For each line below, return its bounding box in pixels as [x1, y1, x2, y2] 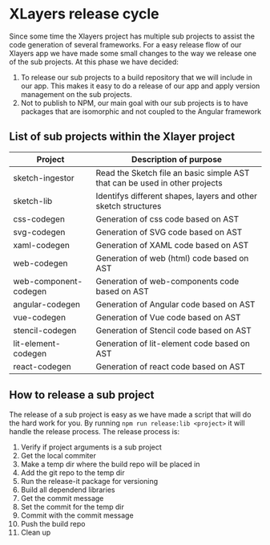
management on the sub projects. [20, 89, 133, 99]
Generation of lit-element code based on [95, 338, 251, 349]
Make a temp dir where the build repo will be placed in [20, 459, 200, 469]
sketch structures [95, 200, 162, 211]
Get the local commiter [20, 450, 97, 460]
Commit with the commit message [20, 510, 135, 520]
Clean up [20, 527, 51, 537]
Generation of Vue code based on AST [95, 311, 241, 323]
